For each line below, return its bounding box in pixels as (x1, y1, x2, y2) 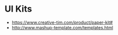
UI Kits (4, 3, 32, 15)
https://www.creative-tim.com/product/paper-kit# (11, 19, 113, 25)
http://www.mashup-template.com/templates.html (11, 24, 114, 30)
